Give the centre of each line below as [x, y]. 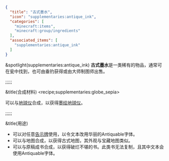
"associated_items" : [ [34, 41]
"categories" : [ [27, 21]
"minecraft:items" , [35, 26]
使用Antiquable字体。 [35, 153]
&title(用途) [17, 123]
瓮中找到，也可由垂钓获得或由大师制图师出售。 [58, 71]
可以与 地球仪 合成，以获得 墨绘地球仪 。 [45, 103]
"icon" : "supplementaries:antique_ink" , [53, 17]
